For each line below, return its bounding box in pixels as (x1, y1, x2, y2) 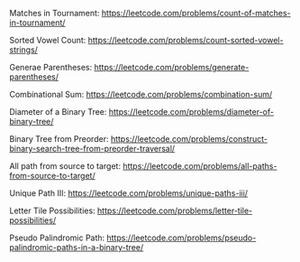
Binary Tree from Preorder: (9, 134, 109, 144)
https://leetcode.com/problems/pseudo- (106, 232, 257, 243)
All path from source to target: (9, 161, 122, 171)
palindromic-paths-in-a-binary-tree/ (9, 242, 144, 252)
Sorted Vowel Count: (9, 35, 86, 45)
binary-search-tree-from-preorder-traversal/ (9, 144, 176, 154)
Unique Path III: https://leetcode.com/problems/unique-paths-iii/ (9, 188, 249, 198)
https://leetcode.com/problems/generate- (94, 62, 250, 72)
